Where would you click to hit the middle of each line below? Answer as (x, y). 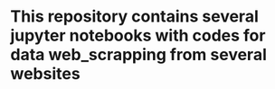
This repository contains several (134, 17)
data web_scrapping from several (139, 55)
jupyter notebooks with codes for (138, 36)
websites (45, 74)
